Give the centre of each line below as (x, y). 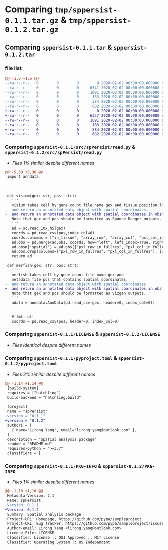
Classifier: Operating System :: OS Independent (59, 542)
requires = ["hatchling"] (34, 393)
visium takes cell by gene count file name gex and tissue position (84, 205)
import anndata (23, 177)
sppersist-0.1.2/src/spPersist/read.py (54, 153)
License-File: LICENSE (31, 533)
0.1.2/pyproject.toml (31, 364)
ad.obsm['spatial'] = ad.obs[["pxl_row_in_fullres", (68, 247)
